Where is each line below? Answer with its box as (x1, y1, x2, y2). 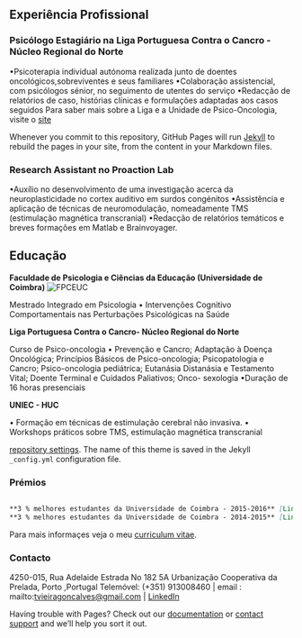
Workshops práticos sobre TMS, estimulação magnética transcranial (9, 426, 263, 437)
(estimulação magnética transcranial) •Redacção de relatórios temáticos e (9, 212, 285, 223)
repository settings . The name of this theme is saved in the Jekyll (9, 443, 251, 454)
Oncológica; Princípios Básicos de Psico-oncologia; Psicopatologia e (9, 353, 265, 364)
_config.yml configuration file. (9, 453, 121, 464)
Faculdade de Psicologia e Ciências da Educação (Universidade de (9, 272, 263, 283)
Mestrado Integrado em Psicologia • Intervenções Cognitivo (9, 299, 232, 310)
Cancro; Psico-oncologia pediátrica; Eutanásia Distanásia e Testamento (9, 362, 274, 373)
